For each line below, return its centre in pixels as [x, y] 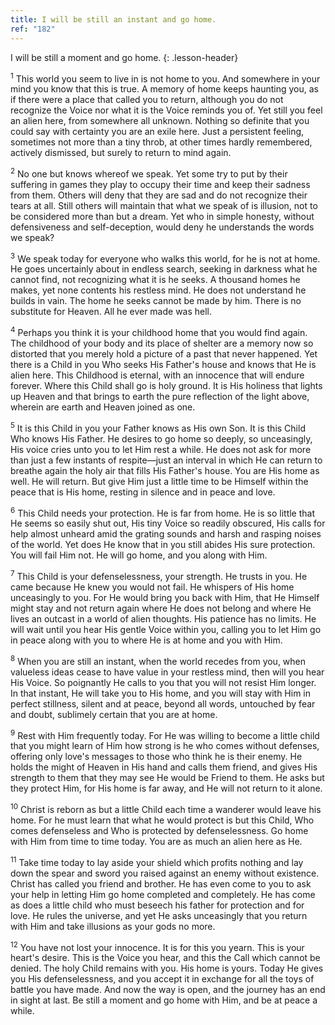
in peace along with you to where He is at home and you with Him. [146, 640]
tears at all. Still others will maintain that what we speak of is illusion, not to [164, 205]
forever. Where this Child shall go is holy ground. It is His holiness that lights [166, 386]
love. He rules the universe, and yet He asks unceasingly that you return [159, 915]
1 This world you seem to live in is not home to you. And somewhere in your [165, 78]
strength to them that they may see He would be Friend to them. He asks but [167, 778]
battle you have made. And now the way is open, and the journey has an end [168, 990]
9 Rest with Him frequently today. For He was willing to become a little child [165, 734]
